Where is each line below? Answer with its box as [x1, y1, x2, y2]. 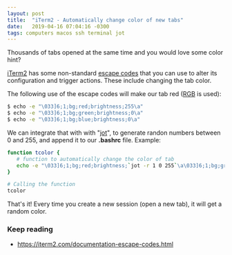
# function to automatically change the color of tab [16, 155, 175, 162]
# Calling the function [7, 181, 76, 188]
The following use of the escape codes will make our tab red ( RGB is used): [7, 90, 222, 98]
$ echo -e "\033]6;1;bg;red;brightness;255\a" [7, 103, 144, 111]
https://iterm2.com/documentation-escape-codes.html [17, 240, 174, 249]
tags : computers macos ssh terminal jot [7, 29, 126, 37]
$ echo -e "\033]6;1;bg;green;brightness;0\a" [7, 110, 144, 117]
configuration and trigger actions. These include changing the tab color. [7, 77, 212, 85]
